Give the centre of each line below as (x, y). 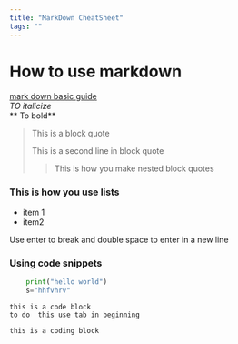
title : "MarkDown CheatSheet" (67, 18)
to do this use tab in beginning (75, 315)
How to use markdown (96, 71)
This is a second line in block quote (98, 151)
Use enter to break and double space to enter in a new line (119, 239)
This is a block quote (71, 134)
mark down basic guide (53, 96)
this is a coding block (55, 330)
